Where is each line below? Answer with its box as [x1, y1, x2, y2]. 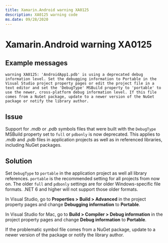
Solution [5, 156, 32, 165]
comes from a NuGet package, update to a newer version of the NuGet [5, 94, 155, 99]
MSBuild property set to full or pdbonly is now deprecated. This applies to [5, 131, 160, 137]
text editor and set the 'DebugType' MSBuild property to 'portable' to [5, 86, 161, 91]
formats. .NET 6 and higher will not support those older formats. [5, 186, 138, 192]
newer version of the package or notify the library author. [5, 232, 125, 238]
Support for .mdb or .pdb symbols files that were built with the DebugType [5, 126, 156, 132]
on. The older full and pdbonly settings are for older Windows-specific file [5, 181, 161, 187]
